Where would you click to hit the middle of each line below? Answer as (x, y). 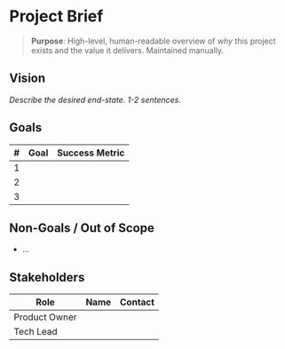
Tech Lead (36, 332)
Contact (137, 302)
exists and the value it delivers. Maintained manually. (127, 50)
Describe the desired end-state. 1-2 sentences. (95, 99)
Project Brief (56, 16)
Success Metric (91, 153)
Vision (28, 79)
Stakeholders (47, 277)
